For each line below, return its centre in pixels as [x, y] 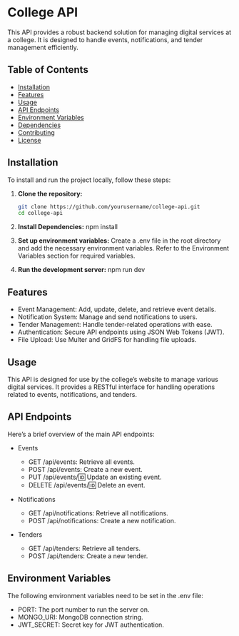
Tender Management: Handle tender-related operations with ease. [115, 325]
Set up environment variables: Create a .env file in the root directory [119, 241]
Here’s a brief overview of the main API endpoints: [81, 434]
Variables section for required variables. [76, 256]
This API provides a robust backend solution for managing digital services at [119, 32]
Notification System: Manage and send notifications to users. [107, 317]
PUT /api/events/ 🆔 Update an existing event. [95, 477]
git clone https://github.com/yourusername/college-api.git [109, 207]
